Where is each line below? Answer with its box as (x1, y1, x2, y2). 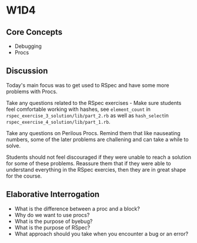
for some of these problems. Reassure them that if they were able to (6, 160, 172, 167)
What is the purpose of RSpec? (14, 224, 91, 231)
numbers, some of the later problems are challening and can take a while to (6, 136, 189, 143)
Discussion (6, 66, 48, 76)
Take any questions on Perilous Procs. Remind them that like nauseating (6, 129, 181, 136)
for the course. (6, 172, 42, 179)
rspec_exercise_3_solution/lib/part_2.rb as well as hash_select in (6, 111, 169, 119)
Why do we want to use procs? (14, 211, 90, 218)
